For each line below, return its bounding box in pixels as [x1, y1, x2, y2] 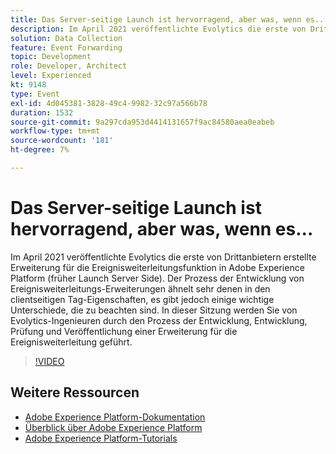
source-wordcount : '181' [10, 136, 114, 146]
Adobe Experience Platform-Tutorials [24, 432, 178, 444]
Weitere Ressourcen [10, 384, 140, 401]
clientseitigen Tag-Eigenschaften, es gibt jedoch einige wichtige [10, 293, 275, 305]
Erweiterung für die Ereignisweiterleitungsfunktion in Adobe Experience [10, 261, 305, 273]
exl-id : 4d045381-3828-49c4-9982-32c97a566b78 [10, 98, 208, 108]
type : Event [10, 89, 60, 99]
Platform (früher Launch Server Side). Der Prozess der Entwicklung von [10, 272, 305, 284]
